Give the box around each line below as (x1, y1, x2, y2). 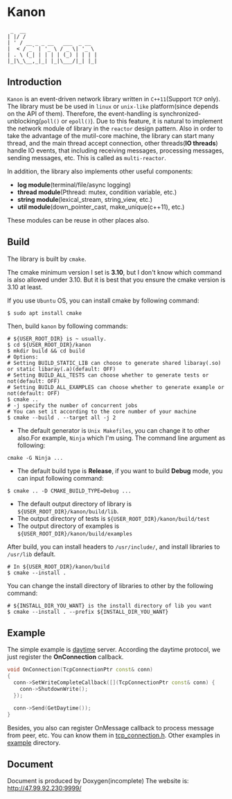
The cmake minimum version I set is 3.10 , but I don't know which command (7, 268, 222, 276)
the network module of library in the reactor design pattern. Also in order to (7, 124, 224, 132)
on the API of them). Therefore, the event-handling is (7, 109, 158, 118)
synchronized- (159, 109, 202, 118)
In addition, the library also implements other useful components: (7, 167, 193, 175)
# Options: (7, 353, 39, 361)
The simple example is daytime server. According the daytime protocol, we (7, 646, 221, 654)
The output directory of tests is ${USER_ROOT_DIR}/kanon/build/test (17, 514, 210, 522)
